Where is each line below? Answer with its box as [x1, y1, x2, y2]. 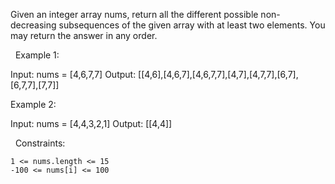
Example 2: [10, 99, 57, 110]
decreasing [10, 19, 57, 31]
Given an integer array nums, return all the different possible [10, 9, 259, 20]
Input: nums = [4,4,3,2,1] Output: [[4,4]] [10, 118, 173, 129]
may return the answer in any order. [10, 30, 158, 41]
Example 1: [14, 49, 60, 61]
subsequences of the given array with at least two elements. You [58, 19, 326, 31]
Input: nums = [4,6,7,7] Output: [10, 69, 137, 80]
